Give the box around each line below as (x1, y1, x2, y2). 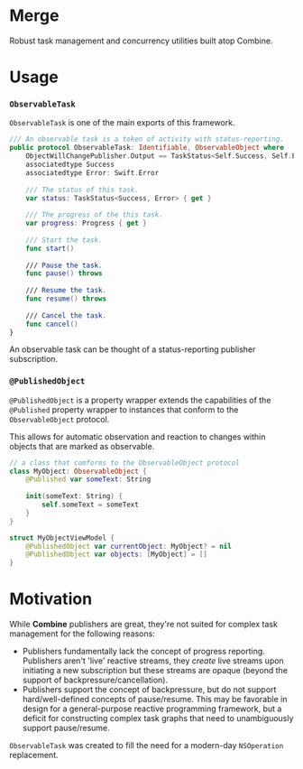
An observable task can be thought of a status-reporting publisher (9, 344, 256, 355)
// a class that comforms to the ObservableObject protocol (9, 458, 241, 468)
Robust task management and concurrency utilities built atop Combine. (9, 35, 273, 46)
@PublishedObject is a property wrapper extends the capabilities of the (9, 394, 271, 405)
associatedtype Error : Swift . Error (25, 168, 160, 177)
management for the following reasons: (9, 628, 155, 639)
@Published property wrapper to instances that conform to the (9, 403, 239, 415)
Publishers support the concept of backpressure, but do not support (22, 684, 277, 695)
